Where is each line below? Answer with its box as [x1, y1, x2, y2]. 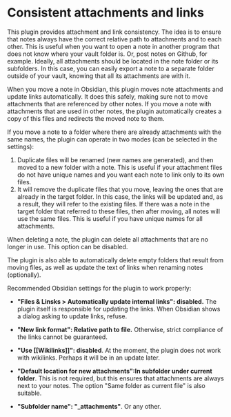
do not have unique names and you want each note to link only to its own [17, 171, 225, 179]
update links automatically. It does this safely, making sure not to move [7, 92, 208, 101]
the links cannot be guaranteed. [17, 333, 108, 341]
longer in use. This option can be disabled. [7, 242, 128, 251]
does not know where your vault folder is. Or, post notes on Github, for [7, 50, 208, 58]
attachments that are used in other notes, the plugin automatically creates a [7, 107, 222, 115]
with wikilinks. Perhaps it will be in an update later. [17, 353, 160, 362]
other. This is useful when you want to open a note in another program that [7, 42, 220, 50]
